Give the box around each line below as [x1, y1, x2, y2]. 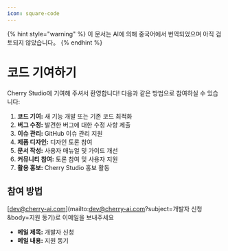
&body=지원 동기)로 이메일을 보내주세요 [7, 213, 115, 222]
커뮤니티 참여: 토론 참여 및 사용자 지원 [16, 155, 118, 163]
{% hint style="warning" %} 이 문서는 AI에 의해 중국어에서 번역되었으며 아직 [7, 29, 214, 38]
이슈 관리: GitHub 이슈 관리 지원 [16, 129, 103, 137]
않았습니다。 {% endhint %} [25, 38, 103, 47]
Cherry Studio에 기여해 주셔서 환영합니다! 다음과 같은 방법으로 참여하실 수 [7, 88, 206, 97]
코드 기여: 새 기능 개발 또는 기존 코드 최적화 [16, 112, 133, 120]
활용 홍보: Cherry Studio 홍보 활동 [16, 163, 110, 171]
